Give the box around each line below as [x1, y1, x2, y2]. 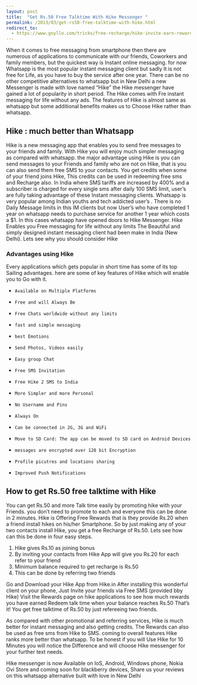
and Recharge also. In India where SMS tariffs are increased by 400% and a [6, 179, 189, 186]
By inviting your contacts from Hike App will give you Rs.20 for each [14, 550, 179, 558]
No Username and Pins [14, 402, 67, 408]
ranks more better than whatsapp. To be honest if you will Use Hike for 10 [6, 636, 184, 643]
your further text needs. [6, 649, 63, 656]
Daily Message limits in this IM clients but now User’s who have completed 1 [6, 204, 189, 211]
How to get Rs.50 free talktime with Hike [6, 486, 157, 496]
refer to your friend [14, 557, 61, 564]
